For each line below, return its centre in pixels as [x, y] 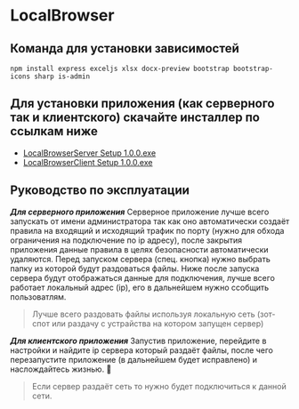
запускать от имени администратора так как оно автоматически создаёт [150, 221]
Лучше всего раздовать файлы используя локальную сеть [144, 314]
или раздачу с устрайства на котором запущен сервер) [158, 323]
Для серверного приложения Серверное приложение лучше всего [140, 212]
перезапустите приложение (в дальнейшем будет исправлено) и [133, 359]
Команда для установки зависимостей [125, 48]
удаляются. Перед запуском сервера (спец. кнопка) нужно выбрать [140, 259]
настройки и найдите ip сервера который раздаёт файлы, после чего [142, 350]
